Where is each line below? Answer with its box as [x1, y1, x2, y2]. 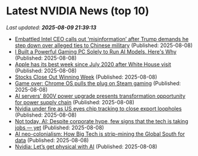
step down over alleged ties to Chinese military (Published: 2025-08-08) [14, 42, 193, 49]
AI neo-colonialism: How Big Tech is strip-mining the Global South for [14, 130, 186, 138]
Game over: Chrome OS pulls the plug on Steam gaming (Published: [14, 79, 181, 87]
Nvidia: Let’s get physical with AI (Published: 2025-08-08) [14, 143, 158, 150]
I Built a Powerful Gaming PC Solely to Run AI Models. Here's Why [14, 48, 177, 55]
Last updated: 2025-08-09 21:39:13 [6, 24, 97, 31]
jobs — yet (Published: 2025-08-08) [14, 124, 104, 131]
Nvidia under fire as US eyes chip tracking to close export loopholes [14, 105, 182, 112]
